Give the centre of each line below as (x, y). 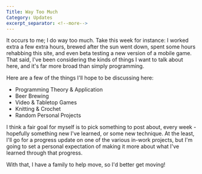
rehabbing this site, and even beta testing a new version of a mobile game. (99, 53)
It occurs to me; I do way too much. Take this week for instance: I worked (97, 41)
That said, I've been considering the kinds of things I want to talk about (95, 60)
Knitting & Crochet (38, 109)
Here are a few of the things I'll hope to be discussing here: (80, 78)
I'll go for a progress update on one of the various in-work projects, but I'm (99, 140)
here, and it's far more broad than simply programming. (75, 66)
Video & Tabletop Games (46, 102)
